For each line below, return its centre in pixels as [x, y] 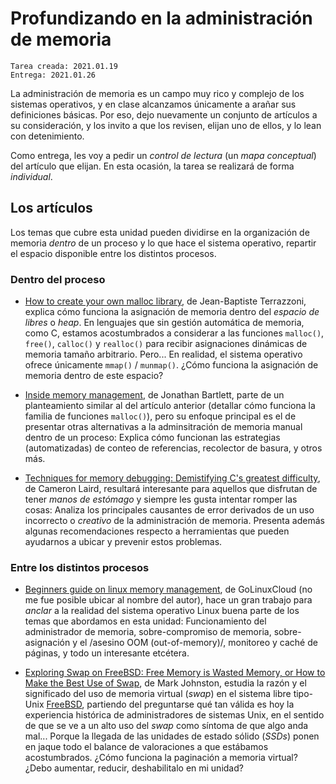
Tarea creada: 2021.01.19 [64, 66]
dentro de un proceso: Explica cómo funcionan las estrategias [152, 438]
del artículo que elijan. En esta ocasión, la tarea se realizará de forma [152, 166]
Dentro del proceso [58, 279]
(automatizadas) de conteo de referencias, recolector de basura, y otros [173, 448]
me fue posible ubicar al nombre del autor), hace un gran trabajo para [168, 600]
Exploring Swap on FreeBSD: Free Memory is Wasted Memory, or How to [175, 673]
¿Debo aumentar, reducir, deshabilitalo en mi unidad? [134, 768]
